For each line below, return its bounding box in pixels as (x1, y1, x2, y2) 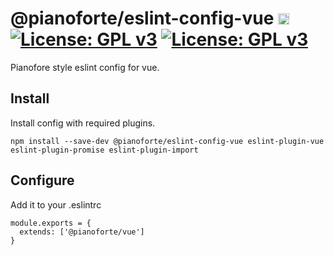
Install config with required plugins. (10, 117, 156, 129)
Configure (10, 172, 75, 189)
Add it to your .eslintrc (10, 198, 102, 211)
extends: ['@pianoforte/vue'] (19, 227, 145, 237)
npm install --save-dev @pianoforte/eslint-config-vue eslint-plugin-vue (10, 136, 325, 146)
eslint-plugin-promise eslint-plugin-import (10, 145, 199, 155)
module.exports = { (10, 218, 92, 228)
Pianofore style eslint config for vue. (10, 61, 160, 73)
